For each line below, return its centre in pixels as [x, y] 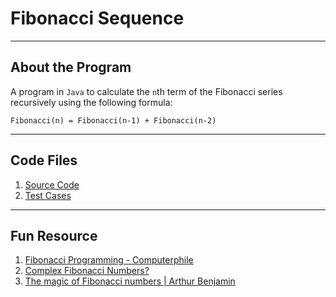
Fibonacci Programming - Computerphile [109, 260]
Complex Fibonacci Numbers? [87, 271]
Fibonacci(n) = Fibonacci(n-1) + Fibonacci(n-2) [113, 120]
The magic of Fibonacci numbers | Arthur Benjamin [130, 281]
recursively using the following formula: [91, 102]
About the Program [71, 67]
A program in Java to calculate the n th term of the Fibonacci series [146, 91]
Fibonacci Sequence [97, 18]
